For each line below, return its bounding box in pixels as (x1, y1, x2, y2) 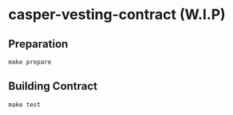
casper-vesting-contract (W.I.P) (8, 6, 226, 24)
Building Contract (8, 79, 98, 93)
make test (8, 101, 41, 109)
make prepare (8, 58, 52, 66)
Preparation (8, 37, 69, 51)
